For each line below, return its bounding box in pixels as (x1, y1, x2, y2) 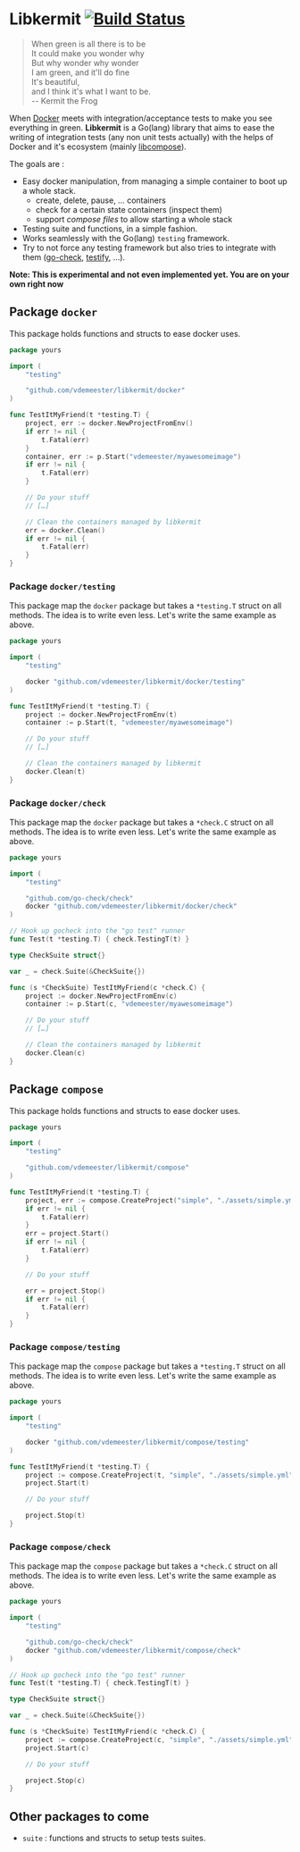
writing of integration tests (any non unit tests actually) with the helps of (9, 131, 274, 142)
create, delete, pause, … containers (35, 195, 167, 205)
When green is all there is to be (30, 38, 146, 49)
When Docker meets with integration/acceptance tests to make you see (9, 113, 272, 123)
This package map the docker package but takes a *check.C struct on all (9, 817, 274, 827)
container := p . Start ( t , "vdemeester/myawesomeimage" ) (25, 718, 234, 727)
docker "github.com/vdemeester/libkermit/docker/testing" (25, 677, 246, 686)
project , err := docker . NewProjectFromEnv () (25, 419, 194, 428)
